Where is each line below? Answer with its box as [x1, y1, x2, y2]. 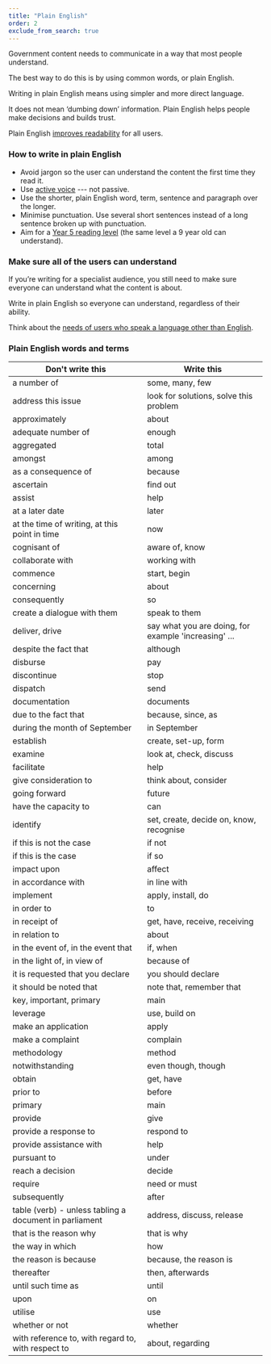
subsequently [12, 1191, 65, 1203]
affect [146, 864, 169, 875]
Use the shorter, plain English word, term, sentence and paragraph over [19, 193, 258, 203]
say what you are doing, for [146, 621, 251, 632]
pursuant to [12, 1152, 56, 1163]
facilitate [12, 762, 46, 773]
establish [12, 735, 47, 747]
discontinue [12, 670, 57, 681]
